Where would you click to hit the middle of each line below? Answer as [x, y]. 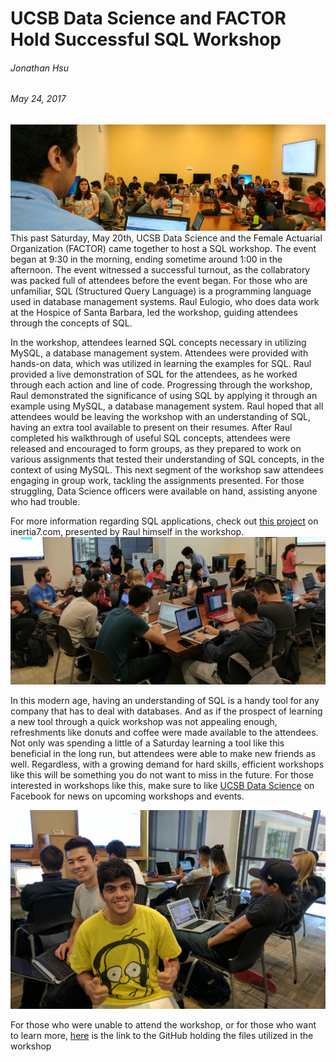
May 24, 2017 [38, 99]
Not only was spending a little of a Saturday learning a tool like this [147, 743]
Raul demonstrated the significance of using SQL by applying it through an [164, 395]
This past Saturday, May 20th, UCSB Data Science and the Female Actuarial [166, 238]
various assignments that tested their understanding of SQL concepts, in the [167, 459]
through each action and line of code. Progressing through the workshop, [161, 384]
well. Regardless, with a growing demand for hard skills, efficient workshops [167, 764]
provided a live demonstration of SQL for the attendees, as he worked [154, 374]
